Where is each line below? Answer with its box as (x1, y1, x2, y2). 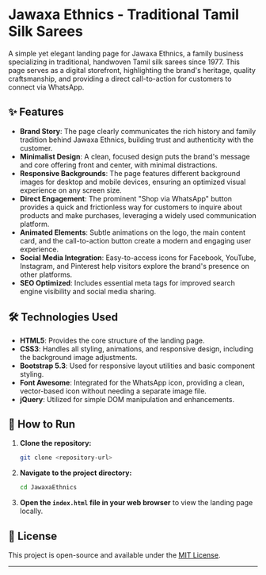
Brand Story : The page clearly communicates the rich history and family (19, 126, 256, 136)
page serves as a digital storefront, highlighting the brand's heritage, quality (8, 65, 256, 75)
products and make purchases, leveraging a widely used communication (19, 210, 257, 220)
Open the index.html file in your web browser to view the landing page (19, 498, 253, 508)
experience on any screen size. (19, 185, 123, 195)
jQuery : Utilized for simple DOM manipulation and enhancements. (19, 394, 235, 404)
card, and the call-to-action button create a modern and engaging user (19, 236, 252, 245)
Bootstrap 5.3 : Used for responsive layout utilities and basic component (19, 361, 256, 370)
